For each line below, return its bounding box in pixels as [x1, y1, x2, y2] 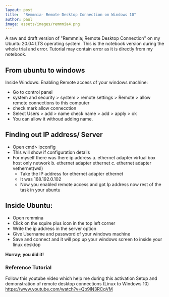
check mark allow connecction [12, 105, 77, 111]
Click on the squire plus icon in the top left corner [12, 220, 116, 226]
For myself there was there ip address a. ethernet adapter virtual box [12, 154, 156, 160]
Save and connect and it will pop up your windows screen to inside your [12, 236, 162, 242]
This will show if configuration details [12, 149, 90, 155]
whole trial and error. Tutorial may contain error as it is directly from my [5, 46, 153, 52]
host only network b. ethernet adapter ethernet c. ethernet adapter [12, 160, 152, 166]
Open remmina [12, 215, 44, 221]
